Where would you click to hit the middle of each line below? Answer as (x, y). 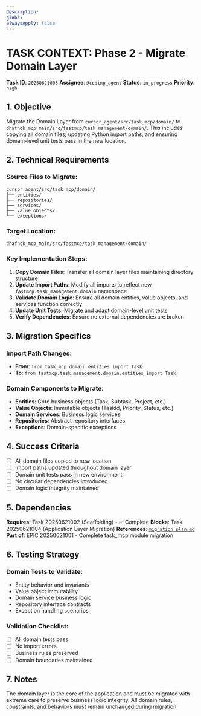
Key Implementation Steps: (47, 259)
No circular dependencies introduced (61, 481)
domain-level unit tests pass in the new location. (66, 141)
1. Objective (29, 107)
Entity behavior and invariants (52, 585)
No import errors (36, 646)
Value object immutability (46, 591)
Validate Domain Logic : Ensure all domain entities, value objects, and (101, 298)
